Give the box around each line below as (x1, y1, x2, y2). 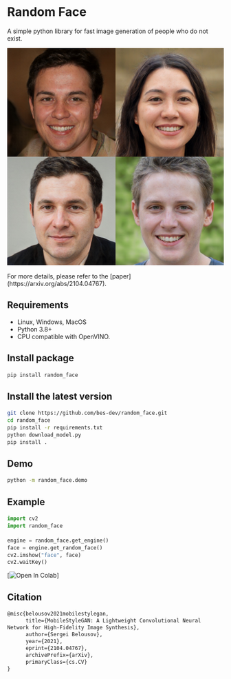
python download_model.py (7, 432, 81, 438)
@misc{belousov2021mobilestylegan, (7, 611, 109, 618)
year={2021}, (25, 638, 63, 645)
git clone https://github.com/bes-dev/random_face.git (7, 409, 168, 417)
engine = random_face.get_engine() (7, 537, 109, 544)
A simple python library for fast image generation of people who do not (7, 27, 208, 35)
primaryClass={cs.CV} (25, 659, 88, 666)
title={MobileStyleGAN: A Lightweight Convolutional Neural (25, 618, 201, 625)
